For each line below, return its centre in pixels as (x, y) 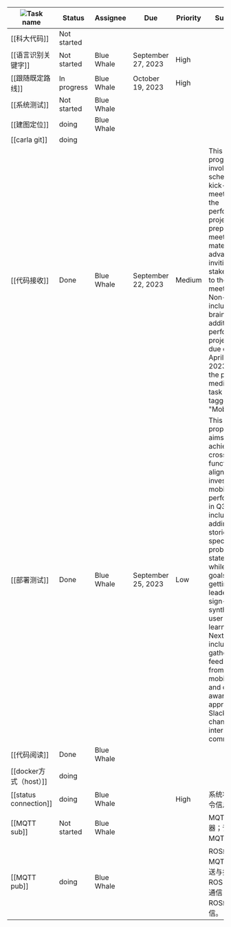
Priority (189, 18)
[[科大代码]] (30, 39)
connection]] (32, 803)
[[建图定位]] (30, 125)
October (146, 79)
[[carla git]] (29, 139)
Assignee (110, 18)
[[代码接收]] (30, 280)
